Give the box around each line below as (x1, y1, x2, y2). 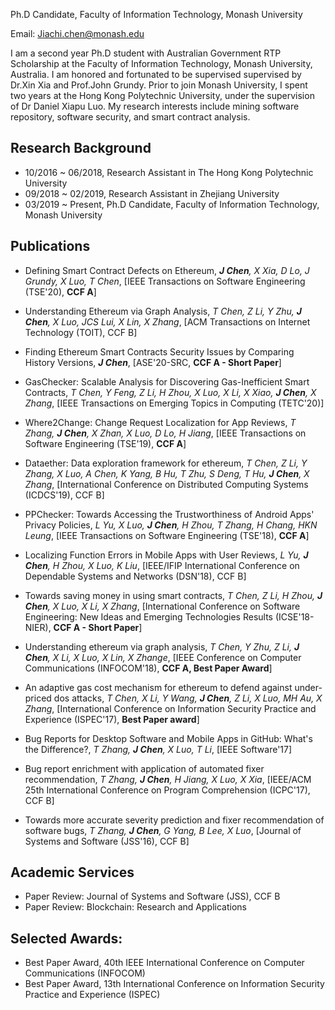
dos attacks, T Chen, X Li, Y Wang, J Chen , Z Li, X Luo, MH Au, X (53, 692, 323, 704)
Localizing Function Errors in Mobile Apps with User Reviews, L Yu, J (24, 549, 309, 561)
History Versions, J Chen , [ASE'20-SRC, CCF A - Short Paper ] (24, 356, 282, 368)
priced (24, 692, 52, 704)
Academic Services (10, 864, 135, 881)
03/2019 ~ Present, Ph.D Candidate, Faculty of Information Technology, (24, 198, 320, 210)
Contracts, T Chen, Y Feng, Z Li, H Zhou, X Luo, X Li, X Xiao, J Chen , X (24, 386, 317, 398)
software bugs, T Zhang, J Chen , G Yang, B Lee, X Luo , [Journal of (24, 824, 302, 836)
